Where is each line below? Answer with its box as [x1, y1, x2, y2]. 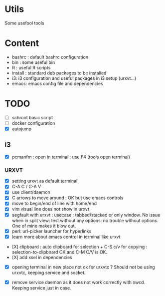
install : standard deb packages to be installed [11, 70, 107, 76]
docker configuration [11, 120, 55, 126]
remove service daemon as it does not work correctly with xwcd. [11, 279, 146, 285]
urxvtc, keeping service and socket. [11, 270, 86, 276]
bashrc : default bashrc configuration [11, 54, 89, 60]
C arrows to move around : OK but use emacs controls [11, 195, 124, 201]
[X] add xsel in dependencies [11, 254, 73, 260]
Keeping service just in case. [11, 285, 71, 291]
